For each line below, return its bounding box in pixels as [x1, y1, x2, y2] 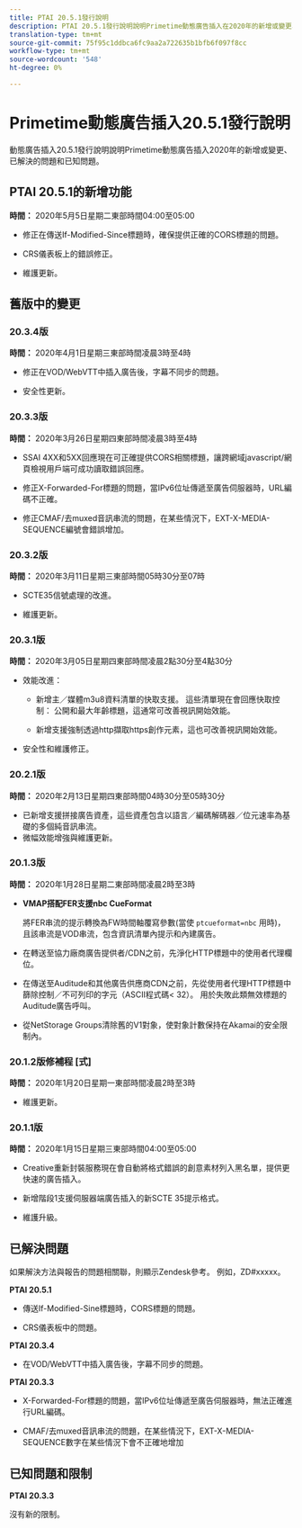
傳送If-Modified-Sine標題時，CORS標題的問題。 [22, 1303, 200, 1314]
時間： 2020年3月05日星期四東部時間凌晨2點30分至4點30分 [9, 656, 234, 667]
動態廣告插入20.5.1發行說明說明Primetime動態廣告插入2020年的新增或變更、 [9, 144, 292, 155]
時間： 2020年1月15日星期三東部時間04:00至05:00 [9, 1144, 197, 1155]
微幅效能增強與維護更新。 [22, 831, 118, 842]
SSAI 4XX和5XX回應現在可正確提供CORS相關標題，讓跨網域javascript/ [22, 452, 285, 463]
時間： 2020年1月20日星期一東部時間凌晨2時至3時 [9, 1077, 196, 1089]
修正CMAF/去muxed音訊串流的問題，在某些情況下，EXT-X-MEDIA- [22, 512, 271, 523]
